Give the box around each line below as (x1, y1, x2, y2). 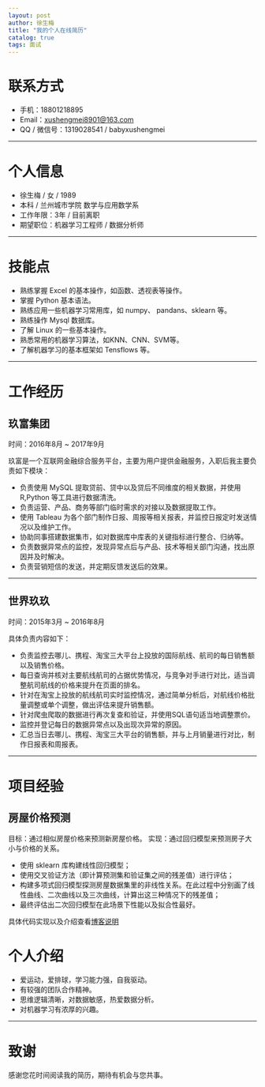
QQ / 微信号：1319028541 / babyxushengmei (19, 125, 166, 134)
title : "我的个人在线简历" (8, 26, 88, 34)
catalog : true (8, 33, 55, 42)
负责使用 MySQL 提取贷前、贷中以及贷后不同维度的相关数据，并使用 (19, 483, 241, 492)
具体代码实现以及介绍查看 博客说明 (8, 916, 119, 926)
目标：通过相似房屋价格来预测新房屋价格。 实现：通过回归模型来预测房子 (8, 833, 245, 843)
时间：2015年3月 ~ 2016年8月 (8, 617, 105, 626)
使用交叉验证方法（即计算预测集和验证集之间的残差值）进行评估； (19, 870, 234, 879)
